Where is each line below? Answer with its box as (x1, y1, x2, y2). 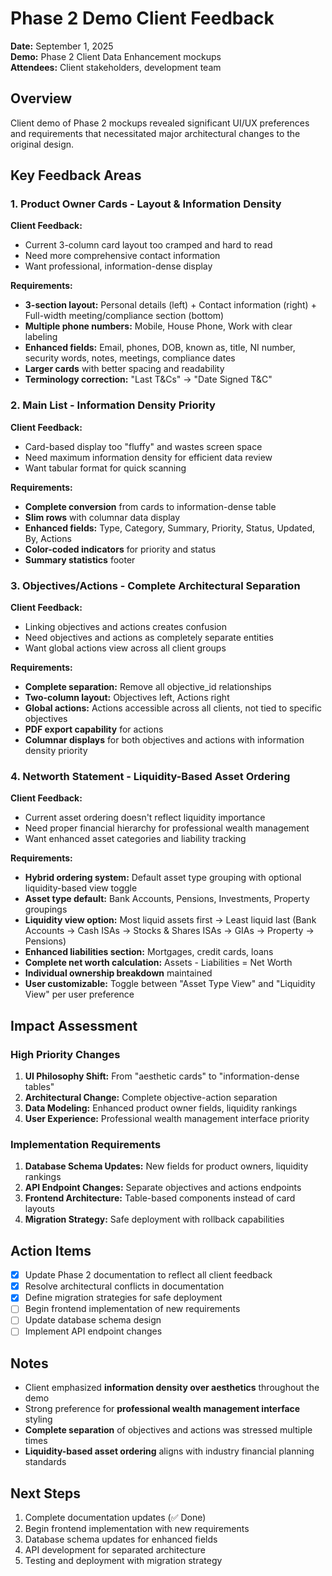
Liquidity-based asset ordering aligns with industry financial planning (24, 1445, 315, 1457)
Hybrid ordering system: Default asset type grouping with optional (24, 872, 302, 884)
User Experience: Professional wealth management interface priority (24, 1113, 310, 1125)
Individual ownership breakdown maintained (24, 967, 213, 979)
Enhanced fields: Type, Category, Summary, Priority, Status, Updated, (24, 522, 316, 534)
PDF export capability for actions (24, 723, 164, 736)
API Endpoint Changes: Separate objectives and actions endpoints (24, 1182, 302, 1194)
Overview (10, 90, 73, 107)
